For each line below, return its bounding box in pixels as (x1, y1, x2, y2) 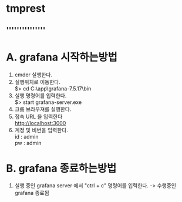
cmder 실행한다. (14, 71, 53, 78)
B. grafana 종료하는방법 (6, 161, 117, 175)
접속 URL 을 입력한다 (14, 113, 63, 120)
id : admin (14, 133, 39, 140)
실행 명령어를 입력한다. (14, 92, 67, 99)
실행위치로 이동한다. (14, 78, 60, 85)
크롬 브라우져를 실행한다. (14, 105, 72, 113)
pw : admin (14, 139, 42, 146)
